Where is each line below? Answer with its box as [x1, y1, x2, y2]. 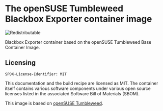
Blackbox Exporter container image [5, 13, 152, 25]
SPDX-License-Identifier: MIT [5, 72, 67, 77]
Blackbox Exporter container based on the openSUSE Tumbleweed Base [5, 39, 152, 45]
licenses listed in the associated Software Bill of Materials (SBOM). [5, 90, 140, 96]
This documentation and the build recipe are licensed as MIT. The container [5, 80, 159, 86]
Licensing [5, 58, 36, 67]
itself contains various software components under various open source [5, 85, 151, 91]
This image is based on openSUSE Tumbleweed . [5, 100, 103, 106]
